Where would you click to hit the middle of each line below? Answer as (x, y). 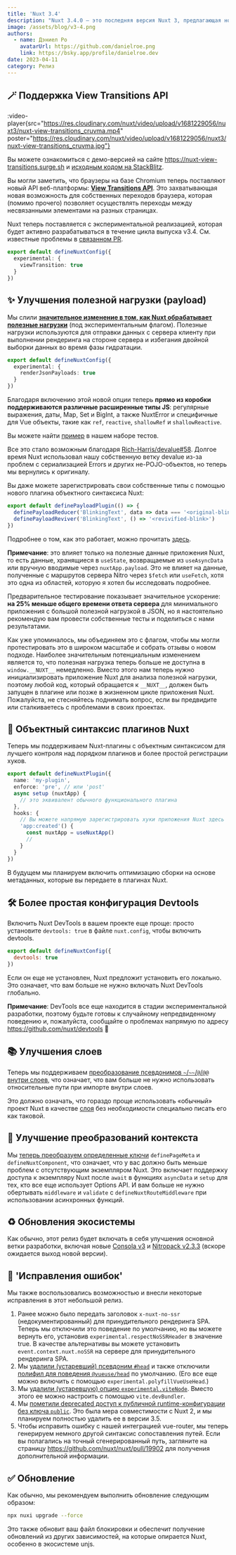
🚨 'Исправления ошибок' (65, 1276)
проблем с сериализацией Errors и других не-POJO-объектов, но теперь (117, 464)
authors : (20, 33)
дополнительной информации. (63, 1456)
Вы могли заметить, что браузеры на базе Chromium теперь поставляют (117, 181)
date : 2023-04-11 (33, 60)
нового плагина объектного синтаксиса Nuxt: (76, 493)
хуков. (17, 761)
